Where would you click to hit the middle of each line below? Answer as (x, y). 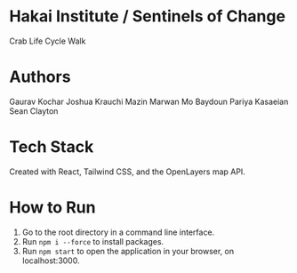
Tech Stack (52, 147)
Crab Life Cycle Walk (48, 41)
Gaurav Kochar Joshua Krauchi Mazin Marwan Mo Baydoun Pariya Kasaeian (149, 101)
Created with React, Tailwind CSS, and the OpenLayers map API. (128, 172)
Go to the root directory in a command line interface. (118, 232)
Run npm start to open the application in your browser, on (128, 251)
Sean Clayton (34, 111)
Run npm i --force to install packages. (93, 241)
